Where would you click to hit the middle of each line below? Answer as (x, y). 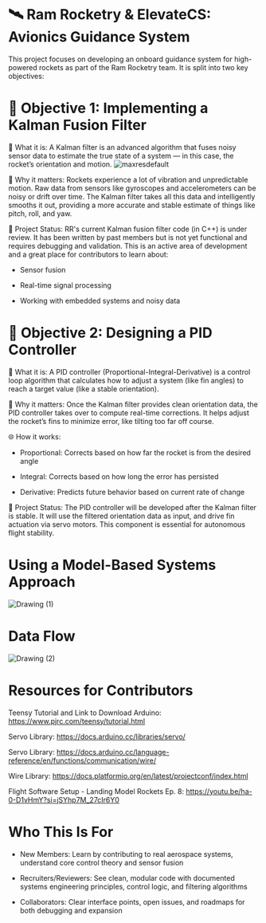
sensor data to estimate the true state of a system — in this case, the (121, 155)
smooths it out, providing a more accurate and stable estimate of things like (132, 205)
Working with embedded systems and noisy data (100, 300)
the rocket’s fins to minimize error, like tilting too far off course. (111, 421)
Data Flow (42, 636)
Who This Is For (61, 832)
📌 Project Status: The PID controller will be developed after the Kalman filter (133, 507)
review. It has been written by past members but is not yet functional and (128, 237)
